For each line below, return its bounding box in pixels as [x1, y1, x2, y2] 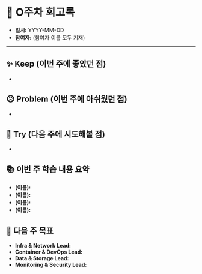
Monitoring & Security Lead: [14, 261, 87, 268]
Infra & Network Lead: [14, 242, 71, 249]
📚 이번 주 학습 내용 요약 [6, 164, 90, 174]
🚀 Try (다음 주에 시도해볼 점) [6, 129, 105, 139]
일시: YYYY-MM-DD [14, 26, 64, 34]
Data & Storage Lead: [14, 255, 69, 261]
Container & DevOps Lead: [14, 248, 83, 255]
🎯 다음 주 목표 [6, 225, 54, 236]
